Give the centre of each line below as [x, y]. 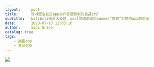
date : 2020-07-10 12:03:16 [39, 23]
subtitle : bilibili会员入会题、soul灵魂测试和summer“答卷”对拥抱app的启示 [77, 18]
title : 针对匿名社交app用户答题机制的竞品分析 [52, 14]
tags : [10, 37]
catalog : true [19, 32]
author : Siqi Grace [29, 28]
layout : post [23, 9]
